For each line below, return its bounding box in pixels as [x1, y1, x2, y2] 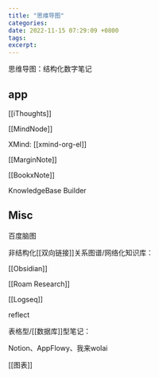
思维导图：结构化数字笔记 [8, 64, 92, 74]
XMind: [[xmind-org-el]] [8, 139, 87, 149]
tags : [8, 33, 26, 42]
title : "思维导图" [8, 11, 65, 20]
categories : [8, 19, 48, 27]
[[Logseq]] [8, 294, 44, 304]
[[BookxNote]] [8, 170, 56, 180]
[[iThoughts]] [8, 108, 52, 118]
